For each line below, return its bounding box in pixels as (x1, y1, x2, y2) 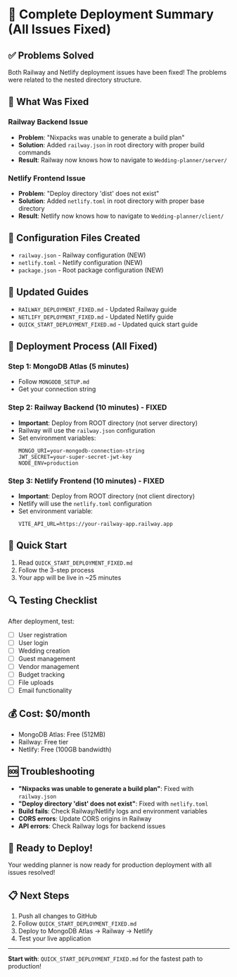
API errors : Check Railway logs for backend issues (18, 821, 166, 830)
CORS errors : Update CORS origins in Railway (18, 814, 152, 823)
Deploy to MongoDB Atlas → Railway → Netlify (18, 927, 153, 935)
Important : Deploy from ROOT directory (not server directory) (18, 419, 198, 427)
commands (18, 148, 51, 156)
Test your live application (18, 934, 91, 943)
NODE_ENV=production (18, 460, 79, 467)
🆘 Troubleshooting (8, 766, 95, 778)
